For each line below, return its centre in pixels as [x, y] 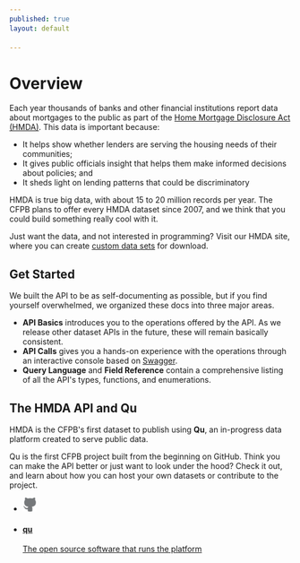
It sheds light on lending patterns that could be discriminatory [136, 183]
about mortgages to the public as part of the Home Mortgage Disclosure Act [150, 117]
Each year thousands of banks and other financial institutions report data [144, 108]
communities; [47, 154]
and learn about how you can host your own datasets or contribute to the [144, 475]
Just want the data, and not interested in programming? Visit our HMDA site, [150, 237]
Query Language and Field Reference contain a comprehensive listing [153, 370]
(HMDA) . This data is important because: [85, 127]
